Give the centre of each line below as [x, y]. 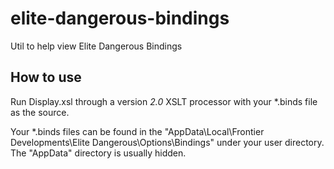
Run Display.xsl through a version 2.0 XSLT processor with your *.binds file [164, 101]
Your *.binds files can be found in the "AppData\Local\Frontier [137, 131]
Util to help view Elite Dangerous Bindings [96, 46]
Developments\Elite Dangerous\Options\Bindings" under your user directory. [167, 142]
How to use [46, 77]
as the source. [40, 112]
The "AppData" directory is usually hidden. [98, 153]
